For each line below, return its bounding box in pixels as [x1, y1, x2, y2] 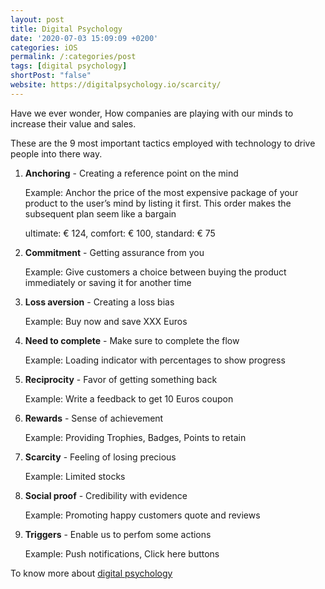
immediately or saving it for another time [24, 276, 192, 288]
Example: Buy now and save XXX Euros [24, 315, 188, 327]
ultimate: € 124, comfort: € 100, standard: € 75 [24, 227, 216, 239]
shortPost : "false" [10, 71, 92, 81]
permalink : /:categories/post [10, 52, 137, 62]
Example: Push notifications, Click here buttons [24, 547, 220, 560]
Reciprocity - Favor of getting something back [24, 373, 218, 385]
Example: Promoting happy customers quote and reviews [24, 509, 261, 521]
